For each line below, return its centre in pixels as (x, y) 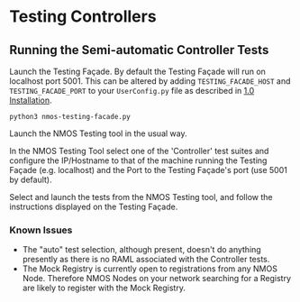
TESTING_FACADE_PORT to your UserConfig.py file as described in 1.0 (132, 91)
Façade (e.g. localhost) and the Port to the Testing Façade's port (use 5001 (149, 170)
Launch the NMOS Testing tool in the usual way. (98, 133)
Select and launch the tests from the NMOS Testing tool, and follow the (141, 197)
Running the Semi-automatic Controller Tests (139, 50)
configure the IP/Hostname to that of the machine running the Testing (138, 160)
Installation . (31, 100)
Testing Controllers (83, 17)
